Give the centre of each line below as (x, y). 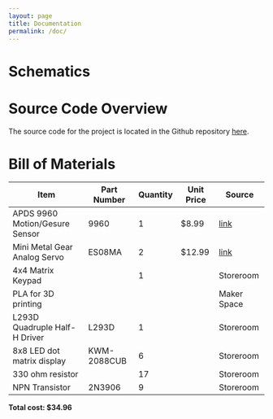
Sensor (26, 234)
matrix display (39, 361)
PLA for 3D (33, 294)
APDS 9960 (35, 214)
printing (27, 304)
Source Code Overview (88, 109)
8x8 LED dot (36, 351)
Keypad (27, 281)
